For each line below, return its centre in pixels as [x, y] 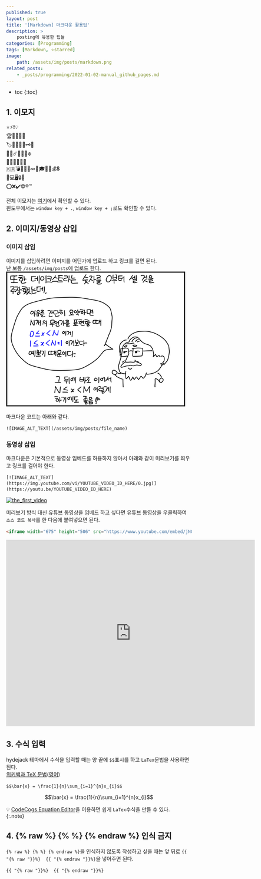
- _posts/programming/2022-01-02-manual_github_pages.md [88, 75]
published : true [26, 12]
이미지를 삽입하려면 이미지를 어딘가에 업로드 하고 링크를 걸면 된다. [82, 261]
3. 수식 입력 [26, 744]
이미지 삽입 [21, 246]
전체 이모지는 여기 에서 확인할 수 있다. [49, 201]
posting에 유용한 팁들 [41, 37]
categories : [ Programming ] [39, 44]
